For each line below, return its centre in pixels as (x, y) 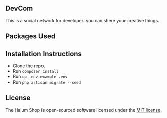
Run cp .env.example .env (40, 77)
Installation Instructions (44, 53)
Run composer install (35, 71)
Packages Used (30, 37)
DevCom (19, 8)
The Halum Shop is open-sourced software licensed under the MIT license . (83, 110)
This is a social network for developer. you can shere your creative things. (82, 20)
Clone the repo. (29, 66)
